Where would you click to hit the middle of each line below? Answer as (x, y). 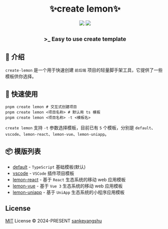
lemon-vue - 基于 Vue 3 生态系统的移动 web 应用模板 (68, 186)
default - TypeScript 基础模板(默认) (49, 167)
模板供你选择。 (21, 77)
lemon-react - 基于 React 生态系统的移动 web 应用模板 (69, 179)
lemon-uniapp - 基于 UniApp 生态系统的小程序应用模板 (69, 192)
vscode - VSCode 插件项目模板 (43, 173)
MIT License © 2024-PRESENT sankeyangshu (54, 220)
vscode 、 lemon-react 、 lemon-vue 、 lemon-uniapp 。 (57, 134)
